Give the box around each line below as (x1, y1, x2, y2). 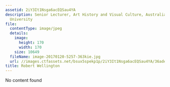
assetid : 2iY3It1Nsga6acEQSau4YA (5, 7, 76, 13)
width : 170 (18, 45, 42, 50)
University (10, 17, 33, 22)
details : (10, 31, 28, 36)
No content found (5, 77, 42, 83)
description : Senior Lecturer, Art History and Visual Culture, (5, 12, 144, 17)
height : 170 (18, 40, 44, 45)
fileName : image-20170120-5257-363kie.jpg (10, 54, 101, 59)
